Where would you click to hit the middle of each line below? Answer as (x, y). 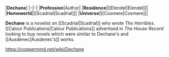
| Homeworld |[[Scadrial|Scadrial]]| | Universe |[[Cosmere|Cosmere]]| (77, 13)
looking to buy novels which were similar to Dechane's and (67, 34)
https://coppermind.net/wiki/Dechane (45, 49)
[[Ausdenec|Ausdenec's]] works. (40, 39)
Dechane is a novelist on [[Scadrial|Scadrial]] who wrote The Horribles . (80, 23)
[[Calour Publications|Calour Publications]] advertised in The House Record (84, 28)
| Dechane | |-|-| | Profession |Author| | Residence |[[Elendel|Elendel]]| (77, 8)
